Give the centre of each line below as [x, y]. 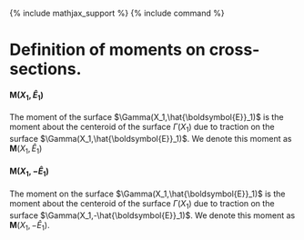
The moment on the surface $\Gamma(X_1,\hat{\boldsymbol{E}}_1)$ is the [147, 194]
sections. [46, 70]
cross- [234, 50]
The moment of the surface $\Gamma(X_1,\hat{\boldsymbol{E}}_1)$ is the [147, 117]
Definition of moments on [108, 50]
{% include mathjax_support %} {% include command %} [117, 13]
